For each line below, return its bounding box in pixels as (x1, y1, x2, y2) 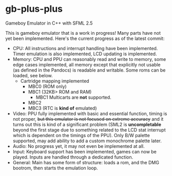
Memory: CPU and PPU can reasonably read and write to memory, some (12, 56, 166, 62)
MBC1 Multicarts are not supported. (35, 94, 111, 100)
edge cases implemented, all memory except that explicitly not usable (12, 61, 161, 68)
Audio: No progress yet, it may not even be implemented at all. (12, 143, 145, 149)
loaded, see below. (12, 72, 53, 78)
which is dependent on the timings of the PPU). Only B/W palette (12, 132, 150, 138)
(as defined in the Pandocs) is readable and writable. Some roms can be (12, 67, 166, 73)
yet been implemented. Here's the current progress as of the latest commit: (5, 35, 165, 41)
